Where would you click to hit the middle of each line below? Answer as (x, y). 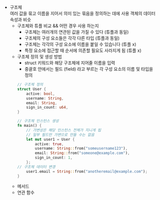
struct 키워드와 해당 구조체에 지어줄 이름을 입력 (70, 63)
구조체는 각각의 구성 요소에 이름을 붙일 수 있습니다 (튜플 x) (80, 44)
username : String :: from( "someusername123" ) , (81, 149)
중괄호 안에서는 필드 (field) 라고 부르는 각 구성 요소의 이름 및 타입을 (89, 69)
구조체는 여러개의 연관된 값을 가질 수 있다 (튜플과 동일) (77, 32)
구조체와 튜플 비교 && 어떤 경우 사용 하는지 (58, 26)
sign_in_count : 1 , (54, 158)
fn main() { (29, 125)
